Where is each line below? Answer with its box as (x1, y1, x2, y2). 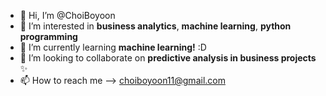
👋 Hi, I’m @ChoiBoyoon (19, 10, 116, 21)
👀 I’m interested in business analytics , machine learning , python (19, 20, 292, 32)
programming (19, 31, 78, 42)
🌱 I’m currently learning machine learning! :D (19, 41, 207, 53)
